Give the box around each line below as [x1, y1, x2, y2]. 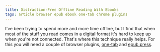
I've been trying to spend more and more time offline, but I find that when [5, 25, 156, 31]
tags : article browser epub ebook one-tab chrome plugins [5, 12, 128, 17]
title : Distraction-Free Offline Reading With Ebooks [5, 7, 119, 12]
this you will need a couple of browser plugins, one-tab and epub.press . [5, 41, 153, 47]
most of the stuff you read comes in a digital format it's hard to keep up [5, 31, 151, 37]
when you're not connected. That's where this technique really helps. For [5, 36, 155, 42]
